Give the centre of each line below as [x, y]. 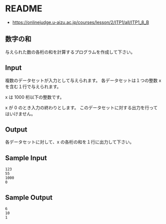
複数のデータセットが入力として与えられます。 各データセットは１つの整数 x [83, 80]
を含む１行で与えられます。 [33, 87]
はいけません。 [20, 114]
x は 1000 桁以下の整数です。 [35, 97]
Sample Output [29, 198]
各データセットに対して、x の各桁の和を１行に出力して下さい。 [70, 142]
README [24, 9]
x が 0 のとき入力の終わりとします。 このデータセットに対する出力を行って [82, 107]
